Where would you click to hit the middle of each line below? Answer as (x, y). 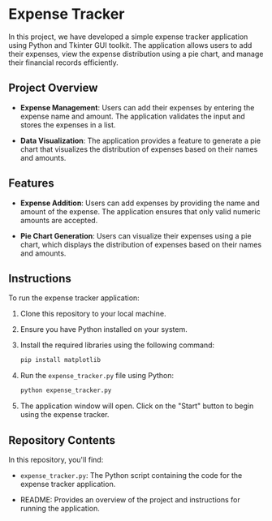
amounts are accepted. (59, 220)
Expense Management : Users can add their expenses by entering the (137, 107)
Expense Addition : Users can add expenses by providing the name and (140, 203)
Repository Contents (62, 440)
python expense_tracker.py (66, 390)
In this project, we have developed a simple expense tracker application (128, 37)
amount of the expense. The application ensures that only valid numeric (140, 211)
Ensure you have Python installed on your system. (104, 329)
